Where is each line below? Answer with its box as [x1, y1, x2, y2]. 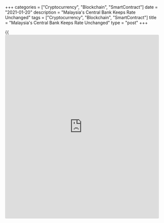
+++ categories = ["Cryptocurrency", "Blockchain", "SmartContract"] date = [5, 4, 158, 10]
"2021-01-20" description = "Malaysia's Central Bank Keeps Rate [5, 9, 136, 15]
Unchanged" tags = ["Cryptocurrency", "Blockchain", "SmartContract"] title [5, 15, 157, 20]
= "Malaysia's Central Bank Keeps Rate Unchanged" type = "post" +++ [5, 20, 148, 25]
